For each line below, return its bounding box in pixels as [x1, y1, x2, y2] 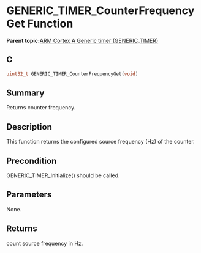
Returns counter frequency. [6, 104, 76, 111]
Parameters [6, 189, 52, 200]
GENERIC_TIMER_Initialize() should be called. [6, 172, 120, 179]
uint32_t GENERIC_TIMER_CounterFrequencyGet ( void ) [6, 71, 138, 77]
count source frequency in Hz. [6, 240, 83, 247]
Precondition [6, 155, 57, 166]
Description [6, 122, 52, 132]
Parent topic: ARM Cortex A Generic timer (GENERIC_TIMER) [6, 37, 159, 44]
